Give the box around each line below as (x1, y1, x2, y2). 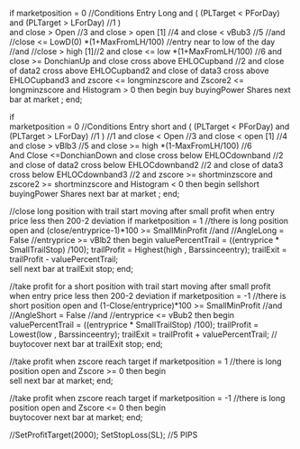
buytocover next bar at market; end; (9, 412, 143, 423)
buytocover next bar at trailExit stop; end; (9, 339, 164, 349)
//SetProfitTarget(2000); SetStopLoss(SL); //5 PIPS (9, 429, 198, 440)
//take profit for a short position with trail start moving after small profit (9, 281, 271, 292)
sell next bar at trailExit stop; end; (9, 264, 133, 274)
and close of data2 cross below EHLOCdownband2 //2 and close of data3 (9, 160, 284, 170)
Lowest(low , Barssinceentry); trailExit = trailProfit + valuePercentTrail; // (9, 329, 277, 340)
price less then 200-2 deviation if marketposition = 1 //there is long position (9, 216, 289, 226)
